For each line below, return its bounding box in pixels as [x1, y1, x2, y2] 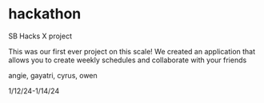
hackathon [8, 5, 82, 23]
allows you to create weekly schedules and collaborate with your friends [8, 55, 247, 65]
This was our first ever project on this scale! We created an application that [8, 46, 256, 56]
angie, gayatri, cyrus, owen [8, 70, 98, 80]
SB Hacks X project [8, 31, 72, 41]
